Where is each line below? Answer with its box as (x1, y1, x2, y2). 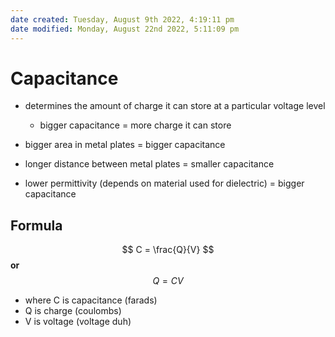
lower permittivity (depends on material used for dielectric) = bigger (24, 177, 305, 190)
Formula (10, 217, 63, 234)
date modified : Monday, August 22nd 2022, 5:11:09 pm (10, 24, 240, 34)
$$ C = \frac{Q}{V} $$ (121, 244, 215, 256)
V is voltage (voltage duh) (24, 316, 132, 328)
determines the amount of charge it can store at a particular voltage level (24, 100, 326, 112)
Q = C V (152, 275, 184, 287)
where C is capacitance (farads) (24, 294, 158, 306)
